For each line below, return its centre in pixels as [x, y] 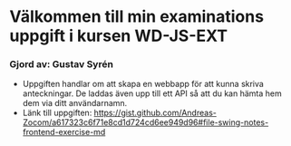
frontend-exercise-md [64, 132]
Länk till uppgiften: [57, 113]
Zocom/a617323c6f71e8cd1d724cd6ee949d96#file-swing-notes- [145, 122]
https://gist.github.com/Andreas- [155, 113]
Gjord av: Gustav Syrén [61, 64]
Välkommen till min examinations [137, 17]
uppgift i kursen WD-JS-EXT [119, 36]
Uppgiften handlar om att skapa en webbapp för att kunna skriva [143, 84]
